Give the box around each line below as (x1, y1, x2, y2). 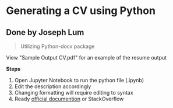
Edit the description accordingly (14, 83, 91, 90)
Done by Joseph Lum (6, 27, 84, 37)
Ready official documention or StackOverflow (14, 95, 124, 102)
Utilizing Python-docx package (20, 43, 95, 50)
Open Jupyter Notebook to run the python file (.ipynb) (14, 77, 144, 83)
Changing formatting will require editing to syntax (14, 89, 133, 96)
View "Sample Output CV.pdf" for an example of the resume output (6, 54, 167, 61)
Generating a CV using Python (6, 4, 156, 18)
